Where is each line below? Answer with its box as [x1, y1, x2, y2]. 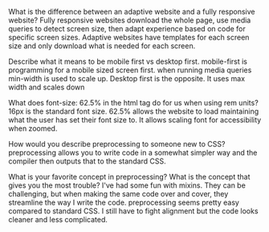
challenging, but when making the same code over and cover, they [8, 189, 229, 198]
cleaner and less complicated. [8, 215, 108, 224]
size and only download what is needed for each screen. [8, 41, 196, 51]
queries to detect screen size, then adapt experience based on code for [8, 24, 247, 33]
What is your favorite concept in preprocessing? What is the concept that [8, 172, 251, 181]
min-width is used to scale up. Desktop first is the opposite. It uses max [8, 74, 246, 83]
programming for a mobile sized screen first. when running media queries [8, 65, 252, 75]
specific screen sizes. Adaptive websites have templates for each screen [8, 32, 250, 42]
